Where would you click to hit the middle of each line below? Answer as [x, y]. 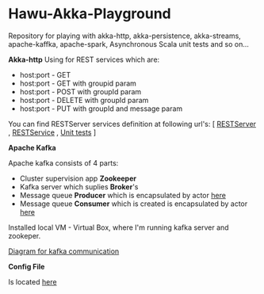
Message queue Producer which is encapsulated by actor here [122, 195]
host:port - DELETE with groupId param [84, 100]
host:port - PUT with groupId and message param [101, 109]
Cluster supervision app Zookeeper [78, 178]
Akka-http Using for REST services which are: [84, 59]
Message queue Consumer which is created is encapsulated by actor [134, 204]
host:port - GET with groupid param [78, 83]
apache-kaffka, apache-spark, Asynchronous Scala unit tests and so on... [129, 44]
